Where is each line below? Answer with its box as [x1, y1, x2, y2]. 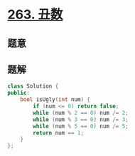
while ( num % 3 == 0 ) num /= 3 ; [33, 115, 129, 123]
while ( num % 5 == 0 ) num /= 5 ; [33, 123, 129, 130]
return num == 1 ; [33, 129, 84, 136]
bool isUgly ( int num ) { [20, 96, 91, 103]
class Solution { [7, 83, 59, 90]
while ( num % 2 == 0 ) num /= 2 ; [33, 109, 129, 116]
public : [7, 90, 31, 97]
